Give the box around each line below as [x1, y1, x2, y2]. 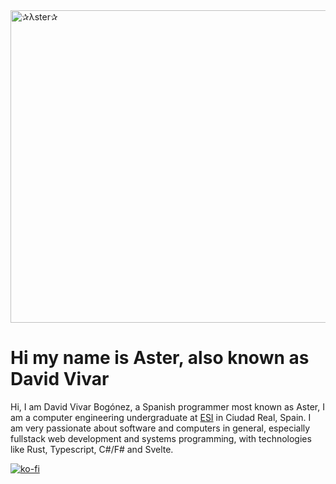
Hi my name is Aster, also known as [10, 347, 310, 369]
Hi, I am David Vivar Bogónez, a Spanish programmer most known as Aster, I [10, 400, 325, 413]
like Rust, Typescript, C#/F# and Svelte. [10, 443, 174, 455]
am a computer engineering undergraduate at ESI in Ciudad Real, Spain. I [10, 411, 312, 423]
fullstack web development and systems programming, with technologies [10, 432, 312, 444]
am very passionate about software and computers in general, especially [10, 422, 311, 434]
